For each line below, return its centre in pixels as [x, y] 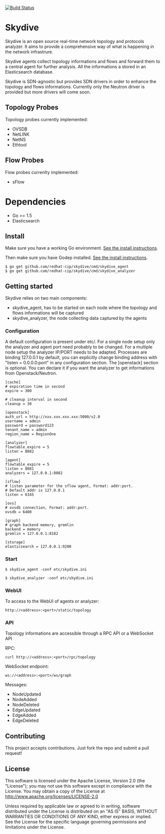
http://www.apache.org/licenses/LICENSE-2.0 [52, 796]
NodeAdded [24, 700]
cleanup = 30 [18, 404]
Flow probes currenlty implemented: [42, 172]
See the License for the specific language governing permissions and [76, 822]
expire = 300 [18, 391]
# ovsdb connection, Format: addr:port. [47, 508]
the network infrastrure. [29, 51]
